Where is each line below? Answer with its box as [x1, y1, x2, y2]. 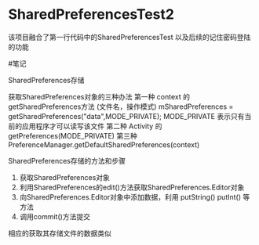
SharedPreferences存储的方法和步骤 [8, 156, 126, 165]
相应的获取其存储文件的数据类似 [8, 229, 111, 238]
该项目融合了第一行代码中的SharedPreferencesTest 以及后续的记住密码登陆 [8, 32, 251, 41]
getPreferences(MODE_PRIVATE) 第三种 [8, 131, 137, 140]
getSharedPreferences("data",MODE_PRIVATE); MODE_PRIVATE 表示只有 [8, 111, 245, 121]
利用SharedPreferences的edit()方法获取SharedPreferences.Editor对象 [19, 182, 245, 192]
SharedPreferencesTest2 [8, 5, 175, 23]
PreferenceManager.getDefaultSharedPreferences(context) [8, 139, 200, 150]
